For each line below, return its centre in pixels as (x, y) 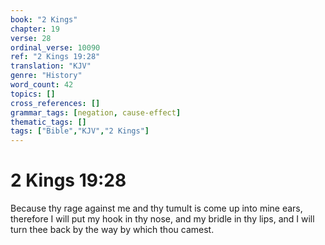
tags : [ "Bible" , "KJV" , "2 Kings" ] (80, 131)
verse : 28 (31, 38)
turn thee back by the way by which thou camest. (112, 230)
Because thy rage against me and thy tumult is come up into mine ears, (156, 208)
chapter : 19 (35, 29)
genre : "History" (46, 76)
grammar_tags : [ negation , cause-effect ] (96, 112)
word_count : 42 (42, 85)
